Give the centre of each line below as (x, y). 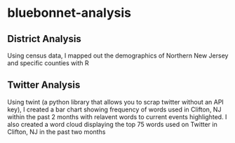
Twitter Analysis (44, 85)
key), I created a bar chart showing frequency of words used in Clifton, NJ (114, 109)
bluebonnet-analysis (69, 13)
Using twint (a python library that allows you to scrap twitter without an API (116, 102)
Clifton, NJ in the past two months (56, 132)
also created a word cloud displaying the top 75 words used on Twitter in (112, 124)
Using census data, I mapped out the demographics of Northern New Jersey (118, 55)
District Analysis (45, 39)
